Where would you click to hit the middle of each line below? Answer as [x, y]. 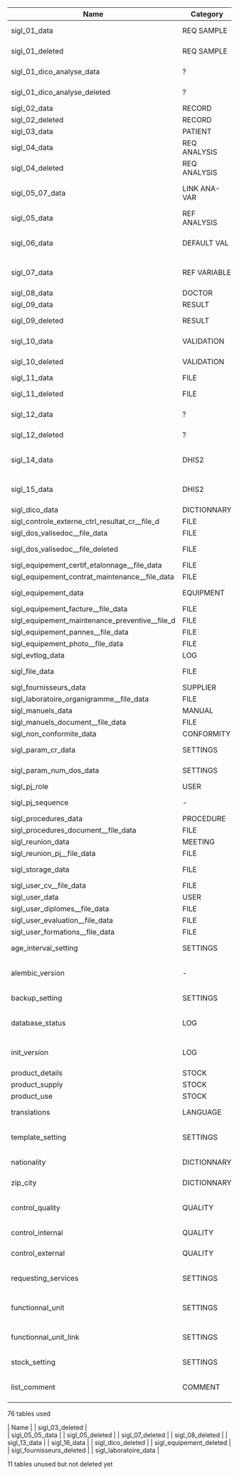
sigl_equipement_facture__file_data [69, 609]
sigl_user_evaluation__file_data [62, 920]
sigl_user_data [35, 897]
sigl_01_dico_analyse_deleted [61, 92]
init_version [30, 1052]
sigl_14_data [32, 460]
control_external [38, 1253]
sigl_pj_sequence [40, 802]
